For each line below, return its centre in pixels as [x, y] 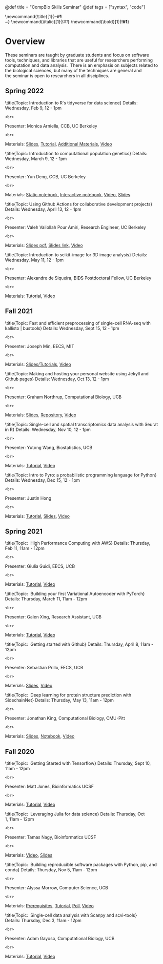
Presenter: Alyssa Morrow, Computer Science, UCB [57, 888]
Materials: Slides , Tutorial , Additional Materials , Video [59, 144]
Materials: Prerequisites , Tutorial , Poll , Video [50, 906]
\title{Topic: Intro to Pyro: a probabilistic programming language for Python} [81, 475]
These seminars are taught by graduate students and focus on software [77, 55]
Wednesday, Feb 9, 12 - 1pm [33, 108]
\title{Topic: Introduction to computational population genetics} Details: [76, 153]
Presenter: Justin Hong [28, 498]
